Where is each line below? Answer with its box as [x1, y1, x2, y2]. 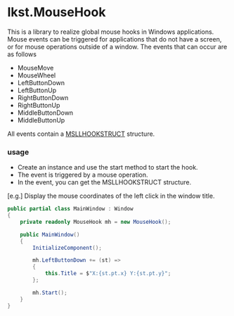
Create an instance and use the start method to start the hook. [17, 163, 198, 172]
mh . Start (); [32, 289, 68, 296]
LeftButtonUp [17, 86, 57, 94]
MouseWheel [17, 71, 56, 80]
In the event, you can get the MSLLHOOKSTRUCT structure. [17, 178, 192, 187]
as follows [7, 50, 37, 58]
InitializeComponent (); [32, 244, 102, 251]
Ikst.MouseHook [7, 4, 106, 20]
